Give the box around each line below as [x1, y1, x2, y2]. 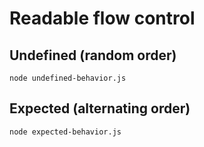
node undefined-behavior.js [9, 73, 127, 83]
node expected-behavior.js [9, 127, 122, 137]
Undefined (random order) [9, 47, 177, 64]
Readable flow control [9, 7, 196, 30]
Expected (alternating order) [9, 100, 191, 117]
